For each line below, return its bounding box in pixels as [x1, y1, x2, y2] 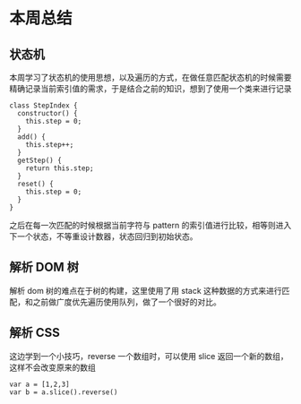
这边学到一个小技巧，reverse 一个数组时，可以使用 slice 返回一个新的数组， [9, 350, 288, 361]
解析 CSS [9, 325, 61, 340]
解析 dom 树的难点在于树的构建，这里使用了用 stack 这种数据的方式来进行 [9, 285, 282, 296]
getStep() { [17, 156, 63, 165]
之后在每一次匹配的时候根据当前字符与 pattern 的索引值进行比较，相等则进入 [9, 220, 292, 230]
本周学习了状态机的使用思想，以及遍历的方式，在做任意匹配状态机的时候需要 [9, 73, 292, 82]
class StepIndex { [9, 101, 78, 110]
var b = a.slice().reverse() [9, 387, 118, 397]
